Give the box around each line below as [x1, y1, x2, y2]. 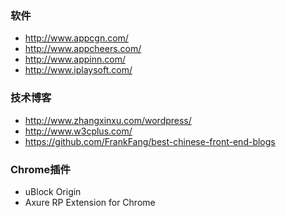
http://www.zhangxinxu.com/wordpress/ [24, 114, 192, 126]
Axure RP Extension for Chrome [24, 196, 156, 208]
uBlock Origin [24, 185, 82, 197]
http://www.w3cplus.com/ [24, 125, 133, 137]
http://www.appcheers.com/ [24, 43, 142, 55]
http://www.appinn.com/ [24, 53, 126, 66]
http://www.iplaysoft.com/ [24, 64, 133, 76]
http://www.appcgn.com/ [24, 32, 129, 44]
